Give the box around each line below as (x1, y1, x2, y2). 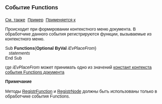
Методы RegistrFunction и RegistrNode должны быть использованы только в (5, 89, 157, 94)
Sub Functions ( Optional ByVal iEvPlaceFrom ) (5, 45, 96, 51)
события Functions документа (5, 69, 65, 75)
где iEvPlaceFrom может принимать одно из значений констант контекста (5, 65, 152, 70)
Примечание (5, 79, 32, 84)
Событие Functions (5, 4, 58, 11)
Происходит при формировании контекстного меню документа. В (5, 27, 136, 32)
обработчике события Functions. (5, 94, 70, 99)
